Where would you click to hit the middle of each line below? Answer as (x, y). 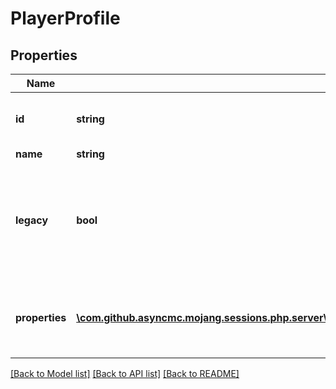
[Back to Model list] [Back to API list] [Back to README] (125, 373)
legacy (32, 220)
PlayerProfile (65, 18)
